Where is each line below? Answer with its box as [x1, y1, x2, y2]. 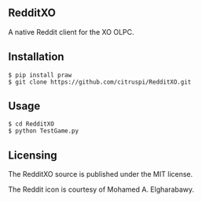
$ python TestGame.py [8, 127, 79, 135]
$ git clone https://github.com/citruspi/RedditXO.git [8, 78, 192, 86]
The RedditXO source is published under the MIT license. [8, 170, 193, 179]
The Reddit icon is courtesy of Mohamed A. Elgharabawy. [8, 185, 195, 194]
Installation [8, 50, 64, 64]
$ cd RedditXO [8, 120, 55, 129]
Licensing [8, 148, 57, 162]
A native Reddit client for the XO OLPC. [8, 27, 135, 36]
